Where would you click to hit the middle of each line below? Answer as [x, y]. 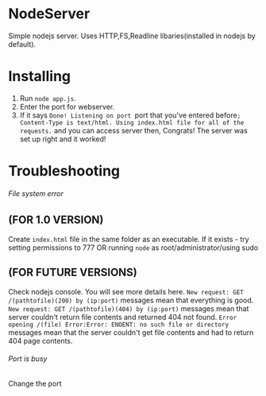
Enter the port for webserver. [67, 106]
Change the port [35, 383]
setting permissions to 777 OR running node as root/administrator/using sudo [133, 248]
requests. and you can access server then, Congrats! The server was [133, 130]
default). [22, 44]
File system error [36, 193]
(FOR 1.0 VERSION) [56, 220]
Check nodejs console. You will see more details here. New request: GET [126, 291]
